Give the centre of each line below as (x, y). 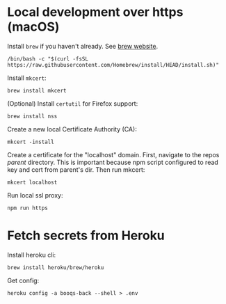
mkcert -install (31, 142)
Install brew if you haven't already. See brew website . (83, 46)
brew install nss (32, 116)
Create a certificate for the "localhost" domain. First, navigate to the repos (113, 154)
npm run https (28, 208)
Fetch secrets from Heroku (86, 235)
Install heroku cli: (32, 255)
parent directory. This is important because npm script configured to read (113, 162)
